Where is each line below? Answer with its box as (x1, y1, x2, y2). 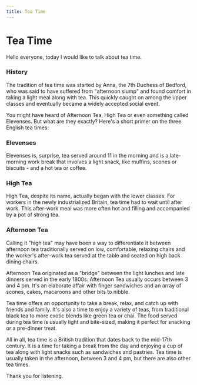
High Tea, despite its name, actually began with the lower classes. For (6, 192, 175, 200)
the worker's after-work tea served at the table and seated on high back (6, 252, 181, 259)
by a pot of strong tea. (6, 211, 60, 218)
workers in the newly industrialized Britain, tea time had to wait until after (6, 199, 182, 206)
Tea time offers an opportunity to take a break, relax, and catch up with (6, 299, 178, 306)
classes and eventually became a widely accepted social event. (6, 100, 160, 107)
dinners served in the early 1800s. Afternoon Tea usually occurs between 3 (6, 276, 188, 283)
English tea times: (6, 124, 49, 131)
